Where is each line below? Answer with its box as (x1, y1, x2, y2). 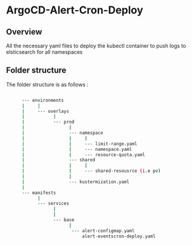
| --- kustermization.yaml (21, 179, 130, 185)
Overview (6, 27, 43, 37)
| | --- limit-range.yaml (21, 141, 138, 147)
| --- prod (21, 119, 75, 125)
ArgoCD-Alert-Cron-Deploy (6, 4, 143, 17)
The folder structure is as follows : (6, 81, 89, 88)
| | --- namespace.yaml (21, 146, 132, 152)
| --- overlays (21, 108, 69, 114)
